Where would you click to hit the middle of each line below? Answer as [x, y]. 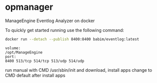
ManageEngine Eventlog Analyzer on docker [50, 21]
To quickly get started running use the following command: [65, 30]
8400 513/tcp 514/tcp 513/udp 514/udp [45, 61]
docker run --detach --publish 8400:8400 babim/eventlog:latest [72, 39]
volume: [13, 48]
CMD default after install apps [35, 75]
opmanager [29, 7]
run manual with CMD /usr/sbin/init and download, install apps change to [78, 70]
